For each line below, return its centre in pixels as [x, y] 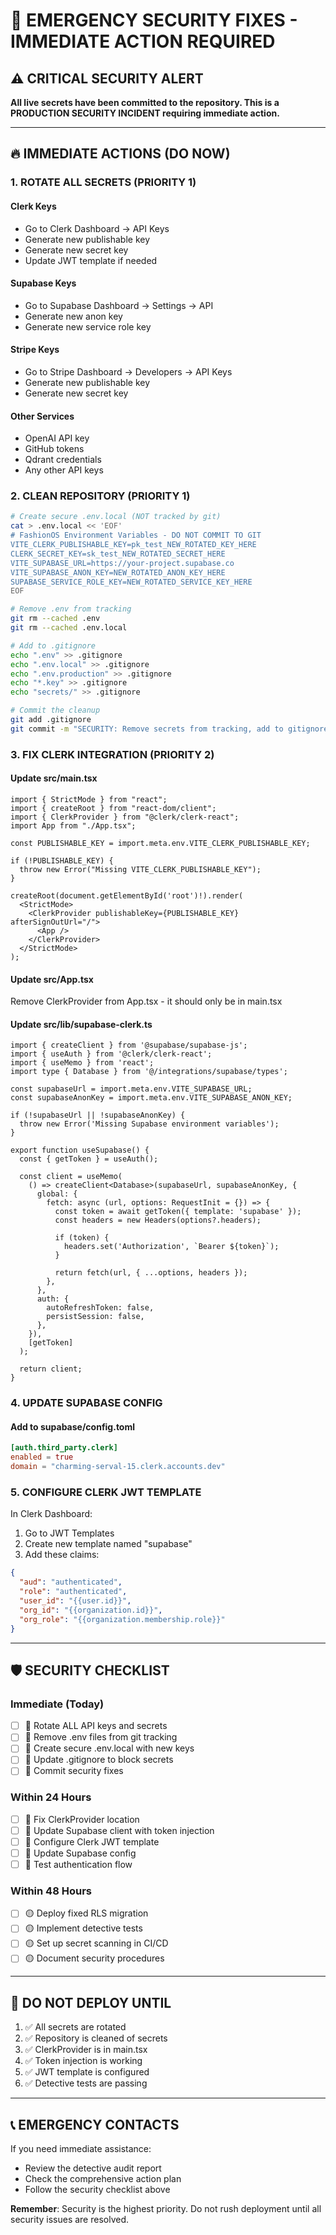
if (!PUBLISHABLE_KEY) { [62, 860]
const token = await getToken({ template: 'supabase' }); [178, 1212]
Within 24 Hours [51, 1797]
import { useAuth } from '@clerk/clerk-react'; [111, 1054]
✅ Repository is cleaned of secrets [96, 2038]
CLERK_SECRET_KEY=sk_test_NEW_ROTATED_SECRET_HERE [118, 554]
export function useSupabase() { [80, 1150]
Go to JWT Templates [69, 1533]
